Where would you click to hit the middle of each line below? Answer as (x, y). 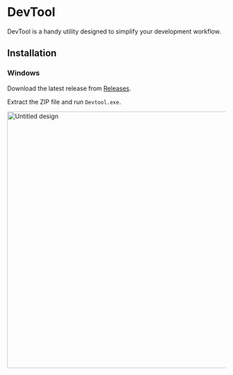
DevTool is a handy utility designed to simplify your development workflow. (114, 31)
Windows (24, 73)
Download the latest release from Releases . (69, 88)
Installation (32, 53)
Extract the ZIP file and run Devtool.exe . (64, 102)
